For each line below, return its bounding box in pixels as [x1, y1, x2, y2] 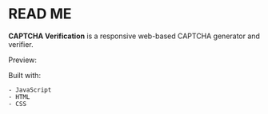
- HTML [8, 92, 30, 100]
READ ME [8, 5, 72, 23]
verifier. [8, 39, 34, 49]
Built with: [8, 70, 42, 80]
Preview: [8, 55, 38, 65]
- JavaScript [8, 85, 52, 94]
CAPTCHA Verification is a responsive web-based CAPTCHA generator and [8, 31, 260, 41]
